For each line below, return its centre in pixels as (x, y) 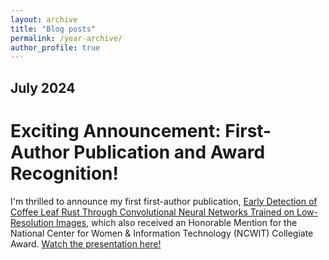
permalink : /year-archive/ (66, 38)
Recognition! (64, 173)
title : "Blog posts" (53, 29)
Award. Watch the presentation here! (86, 243)
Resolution (32, 222)
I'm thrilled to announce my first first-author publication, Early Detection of (164, 201)
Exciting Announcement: (116, 130)
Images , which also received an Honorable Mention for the (176, 222)
